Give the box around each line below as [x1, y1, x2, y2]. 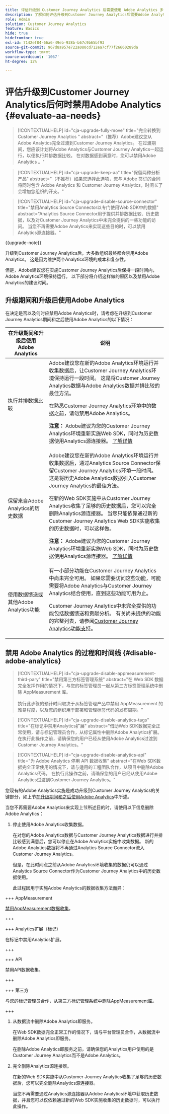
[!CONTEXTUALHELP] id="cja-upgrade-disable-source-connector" [17, 198, 157, 204]
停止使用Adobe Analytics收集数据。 [12, 821, 87, 827]
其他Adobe [8, 599, 34, 606]
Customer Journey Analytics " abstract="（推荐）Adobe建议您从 [17, 134, 152, 140]
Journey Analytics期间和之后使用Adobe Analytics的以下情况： [5, 317, 134, 322]
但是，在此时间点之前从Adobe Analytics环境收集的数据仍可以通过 [12, 861, 148, 867]
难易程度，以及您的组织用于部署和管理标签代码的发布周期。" [17, 707, 143, 713]
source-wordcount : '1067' [5, 54, 59, 59]
